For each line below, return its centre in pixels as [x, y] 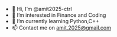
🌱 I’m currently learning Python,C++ [55, 21]
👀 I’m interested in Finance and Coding [59, 15]
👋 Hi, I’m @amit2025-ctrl [42, 9]
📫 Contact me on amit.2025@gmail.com [61, 28]
